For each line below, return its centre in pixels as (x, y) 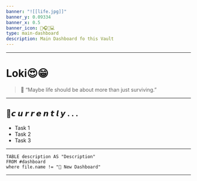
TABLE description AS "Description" (51, 156)
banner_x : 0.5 (23, 22)
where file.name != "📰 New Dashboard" (53, 167)
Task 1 (22, 128)
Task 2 (23, 134)
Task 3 (23, 140)
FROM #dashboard (26, 162)
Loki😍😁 (27, 73)
